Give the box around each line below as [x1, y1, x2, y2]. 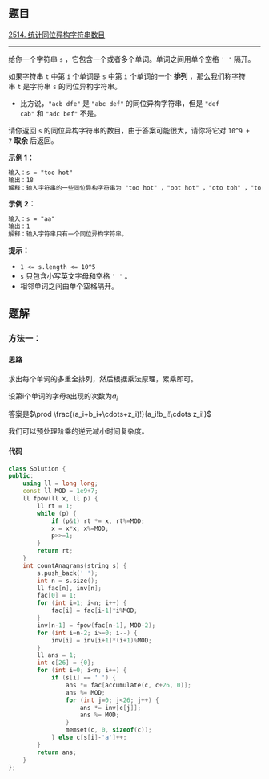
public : [8, 472, 34, 480]
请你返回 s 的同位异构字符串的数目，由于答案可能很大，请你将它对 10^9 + [8, 125, 250, 135]
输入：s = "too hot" [8, 169, 74, 177]
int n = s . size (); [37, 577, 98, 585]
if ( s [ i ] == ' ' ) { [50, 674, 116, 682]
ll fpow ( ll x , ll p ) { [22, 495, 98, 503]
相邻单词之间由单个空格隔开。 [19, 281, 118, 291]
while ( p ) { [37, 509, 78, 517]
